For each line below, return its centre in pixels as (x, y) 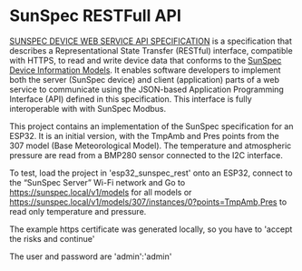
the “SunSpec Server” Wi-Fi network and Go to (97, 182)
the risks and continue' (52, 238)
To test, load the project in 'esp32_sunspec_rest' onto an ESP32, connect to (151, 173)
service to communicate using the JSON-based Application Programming (146, 89)
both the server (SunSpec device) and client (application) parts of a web (144, 79)
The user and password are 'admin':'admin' (91, 256)
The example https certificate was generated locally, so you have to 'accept (151, 229)
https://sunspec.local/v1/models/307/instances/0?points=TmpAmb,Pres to (148, 202)
